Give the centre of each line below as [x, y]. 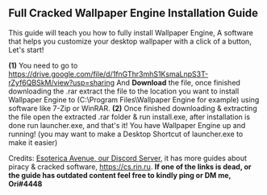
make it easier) [33, 142]
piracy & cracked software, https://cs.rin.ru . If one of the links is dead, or [130, 166]
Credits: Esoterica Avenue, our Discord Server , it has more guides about [128, 158]
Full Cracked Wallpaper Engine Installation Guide [133, 13]
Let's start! [26, 50]
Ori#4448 [25, 184]
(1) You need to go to [43, 65]
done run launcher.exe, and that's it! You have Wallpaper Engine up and [127, 125]
